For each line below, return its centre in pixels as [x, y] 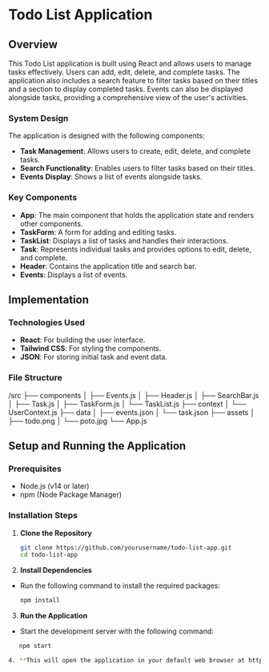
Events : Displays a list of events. [74, 275]
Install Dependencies [56, 570]
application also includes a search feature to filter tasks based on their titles [133, 80]
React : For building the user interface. [82, 340]
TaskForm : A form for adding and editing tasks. [98, 232]
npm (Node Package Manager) [71, 495]
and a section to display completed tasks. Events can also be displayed [126, 89]
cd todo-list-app [49, 555]
